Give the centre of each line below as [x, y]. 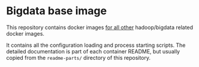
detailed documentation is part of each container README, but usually [93, 51]
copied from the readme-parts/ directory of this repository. [79, 58]
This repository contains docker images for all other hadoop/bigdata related [100, 27]
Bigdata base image [56, 11]
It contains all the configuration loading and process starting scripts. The [96, 45]
